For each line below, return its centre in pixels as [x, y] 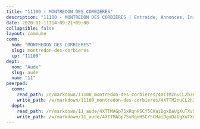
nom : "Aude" [26, 67]
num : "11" [24, 78]
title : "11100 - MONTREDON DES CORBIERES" [60, 12]
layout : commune [26, 34]
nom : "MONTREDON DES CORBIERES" [52, 45]
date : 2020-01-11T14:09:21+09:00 [48, 23]
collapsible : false [30, 28]
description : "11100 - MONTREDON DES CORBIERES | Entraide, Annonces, [96, 17]
